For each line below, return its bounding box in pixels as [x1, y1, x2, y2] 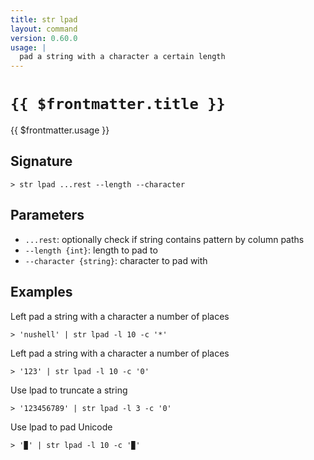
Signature [10, 153, 73, 170]
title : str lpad [10, 14, 78, 25]
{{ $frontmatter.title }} [10, 95, 226, 114]
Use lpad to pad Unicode [10, 421, 113, 433]
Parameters [10, 207, 85, 224]
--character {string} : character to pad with [24, 254, 208, 266]
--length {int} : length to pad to [24, 244, 158, 256]
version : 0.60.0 [10, 33, 78, 43]
